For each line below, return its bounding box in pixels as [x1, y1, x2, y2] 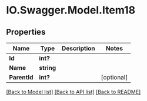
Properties [6, 27, 46, 37]
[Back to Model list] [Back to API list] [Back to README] [6, 89, 141, 95]
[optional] [101, 73, 128, 81]
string [39, 64, 56, 72]
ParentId [9, 73, 34, 81]
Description [61, 45, 95, 52]
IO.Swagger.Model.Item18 [6, 4, 136, 17]
